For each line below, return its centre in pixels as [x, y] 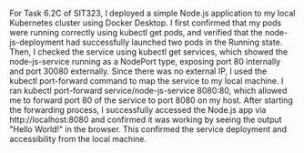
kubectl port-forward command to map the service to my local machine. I [147, 81]
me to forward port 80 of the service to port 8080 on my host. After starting [151, 100]
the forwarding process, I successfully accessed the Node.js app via [138, 110]
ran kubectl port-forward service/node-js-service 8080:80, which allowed [148, 91]
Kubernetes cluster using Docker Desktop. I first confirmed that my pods [146, 23]
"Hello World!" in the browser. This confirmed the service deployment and [148, 129]
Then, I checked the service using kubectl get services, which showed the [149, 52]
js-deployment [37, 42]
